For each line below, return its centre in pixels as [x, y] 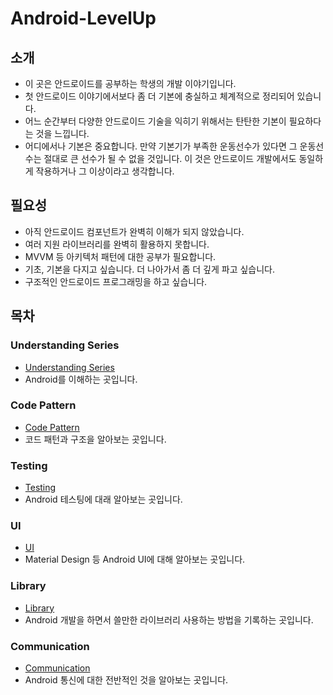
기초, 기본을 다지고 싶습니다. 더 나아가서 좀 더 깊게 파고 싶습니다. [150, 269]
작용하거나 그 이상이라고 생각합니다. [105, 171]
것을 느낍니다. [62, 133]
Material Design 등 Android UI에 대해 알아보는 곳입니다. [135, 559]
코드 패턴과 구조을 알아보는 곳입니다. [95, 439]
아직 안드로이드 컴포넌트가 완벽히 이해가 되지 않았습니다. [134, 231]
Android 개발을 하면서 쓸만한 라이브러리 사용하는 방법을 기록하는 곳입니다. [169, 619]
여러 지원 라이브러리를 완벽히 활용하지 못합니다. [117, 244]
